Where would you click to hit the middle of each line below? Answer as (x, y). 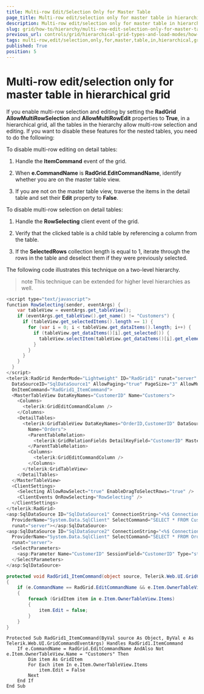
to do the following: (30, 137)
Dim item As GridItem (56, 660)
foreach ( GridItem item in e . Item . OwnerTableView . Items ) (101, 599)
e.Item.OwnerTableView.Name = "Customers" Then (68, 654)
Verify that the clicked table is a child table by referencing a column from (106, 233)
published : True (27, 46)
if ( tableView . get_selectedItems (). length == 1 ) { (88, 322)
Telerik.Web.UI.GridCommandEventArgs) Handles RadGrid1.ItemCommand (95, 643)
